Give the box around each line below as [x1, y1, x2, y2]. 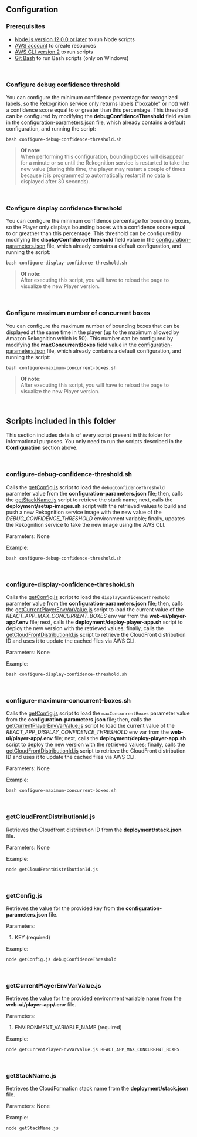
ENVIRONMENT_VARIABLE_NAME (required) [14, 1024, 122, 1031]
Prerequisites [6, 22, 45, 31]
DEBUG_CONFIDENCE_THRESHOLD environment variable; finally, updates [6, 514, 185, 522]
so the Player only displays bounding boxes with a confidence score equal [6, 223, 186, 231]
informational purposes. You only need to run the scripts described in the [6, 438, 183, 445]
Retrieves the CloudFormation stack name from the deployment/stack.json [6, 1085, 189, 1092]
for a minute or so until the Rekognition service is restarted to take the [20, 159, 189, 166]
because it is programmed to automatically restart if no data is [20, 172, 171, 179]
